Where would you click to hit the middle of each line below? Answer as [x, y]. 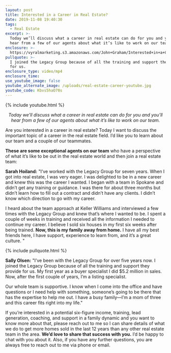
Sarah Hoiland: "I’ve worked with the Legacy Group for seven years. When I [85, 171]
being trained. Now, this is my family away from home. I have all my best [82, 230]
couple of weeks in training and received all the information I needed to [80, 219]
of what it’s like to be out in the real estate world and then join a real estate [83, 156]
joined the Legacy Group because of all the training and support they [78, 266]
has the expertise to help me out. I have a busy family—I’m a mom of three [83, 297]
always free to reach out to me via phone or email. [58, 345]
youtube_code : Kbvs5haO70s [34, 90]
